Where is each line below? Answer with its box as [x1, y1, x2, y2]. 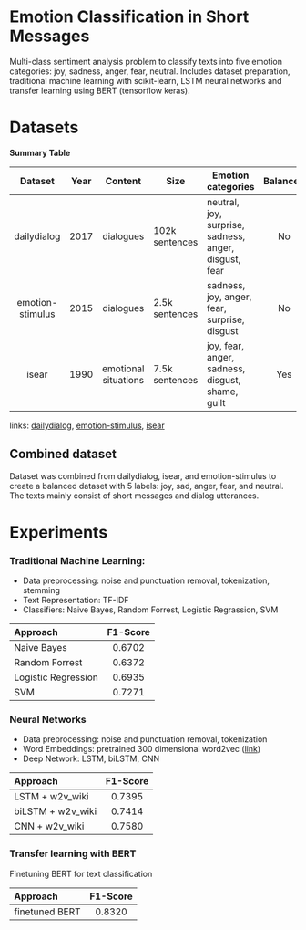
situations [102, 373, 145, 386]
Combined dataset [9, 446, 117, 462]
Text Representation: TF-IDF [22, 595, 129, 606]
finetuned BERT [14, 905, 81, 918]
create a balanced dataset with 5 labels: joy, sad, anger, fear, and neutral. [9, 480, 284, 491]
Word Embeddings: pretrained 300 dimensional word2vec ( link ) [22, 744, 261, 755]
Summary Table [9, 147, 71, 158]
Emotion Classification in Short [9, 6, 250, 27]
